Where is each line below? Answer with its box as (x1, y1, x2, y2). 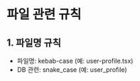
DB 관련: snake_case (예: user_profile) (16, 66, 127, 74)
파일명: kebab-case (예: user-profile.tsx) (16, 57, 134, 65)
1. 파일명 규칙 (6, 37, 61, 49)
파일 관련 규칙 (6, 6, 82, 23)
